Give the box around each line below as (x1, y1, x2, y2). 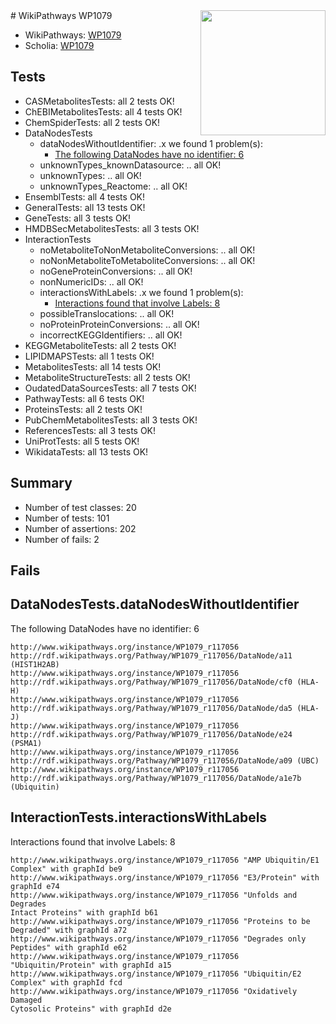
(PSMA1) (10, 738, 43, 748)
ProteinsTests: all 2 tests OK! (24, 403, 143, 415)
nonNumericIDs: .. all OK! (39, 275, 144, 288)
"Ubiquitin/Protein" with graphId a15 (10, 960, 172, 970)
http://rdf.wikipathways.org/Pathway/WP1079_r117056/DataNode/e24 (10, 729, 293, 739)
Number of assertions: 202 (24, 522, 137, 534)
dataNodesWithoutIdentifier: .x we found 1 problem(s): (39, 137, 263, 149)
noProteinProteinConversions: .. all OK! (39, 318, 200, 330)
